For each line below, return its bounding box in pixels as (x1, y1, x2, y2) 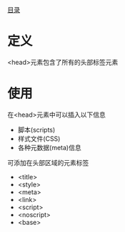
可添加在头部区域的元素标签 (7, 158, 89, 167)
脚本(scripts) (17, 125, 56, 134)
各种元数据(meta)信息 (17, 143, 81, 152)
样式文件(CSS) (17, 134, 61, 143)
